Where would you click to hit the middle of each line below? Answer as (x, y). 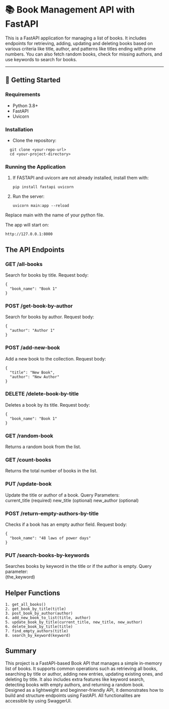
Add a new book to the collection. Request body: (56, 359)
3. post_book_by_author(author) (39, 613)
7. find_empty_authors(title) (37, 631)
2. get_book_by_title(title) (36, 609)
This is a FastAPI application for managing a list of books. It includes (76, 38)
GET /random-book (29, 435)
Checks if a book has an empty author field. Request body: (66, 524)
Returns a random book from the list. (43, 447)
